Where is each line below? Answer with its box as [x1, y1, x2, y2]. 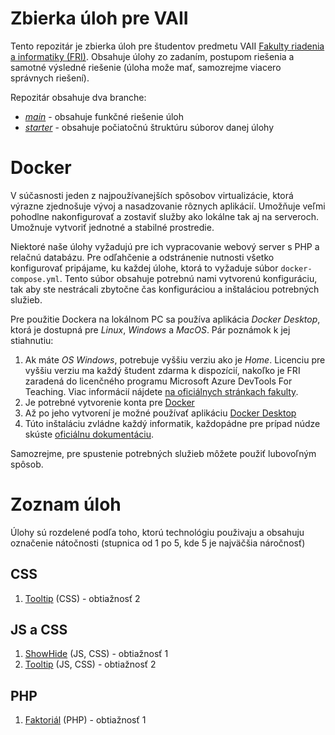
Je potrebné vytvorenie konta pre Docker [24, 396, 195, 408]
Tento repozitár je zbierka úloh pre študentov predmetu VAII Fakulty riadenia [10, 40, 325, 52]
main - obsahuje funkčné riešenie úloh [24, 110, 185, 122]
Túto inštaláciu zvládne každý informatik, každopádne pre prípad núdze [24, 417, 321, 429]
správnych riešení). [10, 72, 90, 84]
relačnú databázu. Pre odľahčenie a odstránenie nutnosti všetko [10, 251, 275, 263]
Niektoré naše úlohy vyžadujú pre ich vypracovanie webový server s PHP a [10, 240, 320, 252]
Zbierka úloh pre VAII [10, 7, 189, 30]
